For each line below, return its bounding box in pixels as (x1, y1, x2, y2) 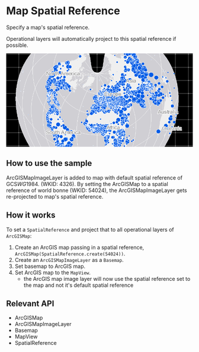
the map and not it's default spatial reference (23, 281, 134, 289)
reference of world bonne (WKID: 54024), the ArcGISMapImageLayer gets (6, 187, 188, 194)
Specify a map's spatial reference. (6, 24, 90, 31)
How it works (6, 210, 56, 220)
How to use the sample (6, 158, 92, 168)
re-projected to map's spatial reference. (6, 193, 104, 200)
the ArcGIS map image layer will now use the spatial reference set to (23, 275, 191, 282)
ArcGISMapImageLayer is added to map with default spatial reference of (6, 174, 182, 181)
